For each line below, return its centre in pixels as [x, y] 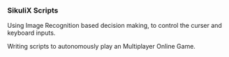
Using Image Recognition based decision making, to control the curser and [114, 26]
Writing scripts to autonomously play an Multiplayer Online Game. [101, 47]
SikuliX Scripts [33, 10]
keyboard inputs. [31, 33]
